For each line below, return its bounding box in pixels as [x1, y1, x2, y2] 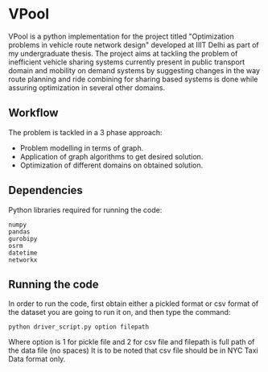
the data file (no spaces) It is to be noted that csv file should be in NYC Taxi [8, 345, 259, 355]
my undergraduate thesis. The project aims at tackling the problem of [8, 48, 238, 58]
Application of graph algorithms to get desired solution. [19, 151, 204, 161]
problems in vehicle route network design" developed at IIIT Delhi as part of [8, 39, 259, 49]
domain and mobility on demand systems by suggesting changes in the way [8, 65, 260, 75]
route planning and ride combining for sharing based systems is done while [8, 74, 258, 84]
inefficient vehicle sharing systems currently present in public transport [8, 57, 245, 67]
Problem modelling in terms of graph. [19, 143, 144, 153]
